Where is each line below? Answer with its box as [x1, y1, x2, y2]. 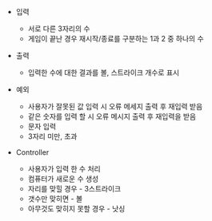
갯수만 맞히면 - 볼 [27, 194, 83, 203]
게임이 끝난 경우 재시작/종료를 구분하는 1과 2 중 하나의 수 [27, 34, 204, 43]
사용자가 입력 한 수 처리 [27, 164, 102, 173]
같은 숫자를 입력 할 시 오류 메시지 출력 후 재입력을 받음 [27, 112, 197, 121]
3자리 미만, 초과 [27, 132, 78, 141]
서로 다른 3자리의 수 [27, 24, 90, 34]
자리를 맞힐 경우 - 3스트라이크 [27, 184, 122, 193]
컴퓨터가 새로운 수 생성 [27, 174, 99, 184]
